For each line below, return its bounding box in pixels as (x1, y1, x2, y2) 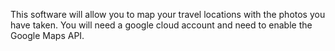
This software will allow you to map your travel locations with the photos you (10, 9, 326, 20)
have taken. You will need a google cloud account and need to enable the (10, 19, 313, 31)
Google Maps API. (10, 30, 85, 41)
